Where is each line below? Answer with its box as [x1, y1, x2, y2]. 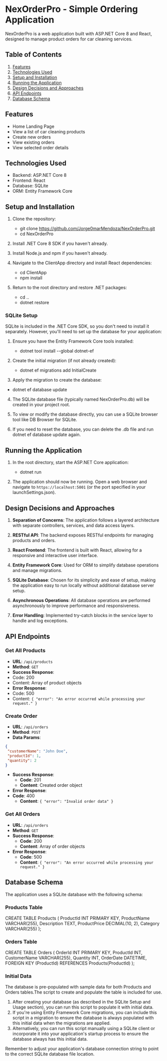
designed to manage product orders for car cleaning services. [5, 36, 133, 42]
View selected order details [12, 144, 69, 150]
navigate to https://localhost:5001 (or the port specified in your [12, 484, 146, 490]
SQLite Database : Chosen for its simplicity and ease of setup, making [12, 577, 156, 583]
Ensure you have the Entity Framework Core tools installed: [12, 338, 134, 344]
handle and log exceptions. [12, 618, 68, 624]
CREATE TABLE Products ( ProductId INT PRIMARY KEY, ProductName [5, 915, 150, 921]
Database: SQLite [12, 183, 48, 189]
